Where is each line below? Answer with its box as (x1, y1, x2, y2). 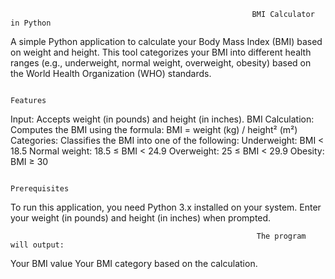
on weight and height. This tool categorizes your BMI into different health (10, 46, 312, 58)
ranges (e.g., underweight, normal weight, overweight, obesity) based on (10, 57, 312, 69)
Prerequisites (10, 184, 70, 194)
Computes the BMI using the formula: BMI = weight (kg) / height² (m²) (10, 124, 298, 135)
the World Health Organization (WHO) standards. (10, 68, 212, 79)
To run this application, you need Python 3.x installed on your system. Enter (10, 201, 322, 213)
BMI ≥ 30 (10, 156, 49, 167)
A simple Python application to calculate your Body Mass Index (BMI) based (10, 36, 323, 47)
